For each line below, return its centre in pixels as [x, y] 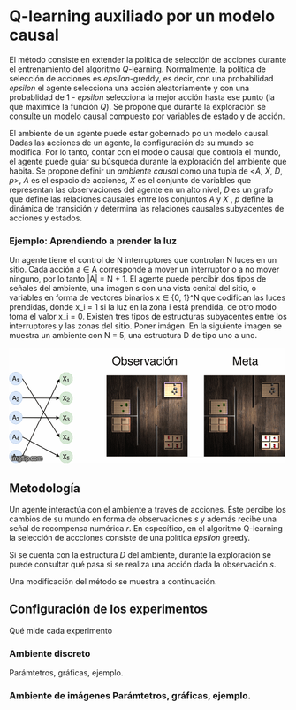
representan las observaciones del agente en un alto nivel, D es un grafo [141, 189]
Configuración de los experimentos [108, 610]
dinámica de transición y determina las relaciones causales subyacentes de [147, 208]
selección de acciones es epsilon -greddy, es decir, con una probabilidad [141, 78]
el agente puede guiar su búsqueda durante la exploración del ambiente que [148, 161]
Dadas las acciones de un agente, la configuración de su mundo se [132, 143]
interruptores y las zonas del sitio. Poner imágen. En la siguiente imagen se [146, 326]
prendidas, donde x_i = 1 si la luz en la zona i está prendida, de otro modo [143, 307]
